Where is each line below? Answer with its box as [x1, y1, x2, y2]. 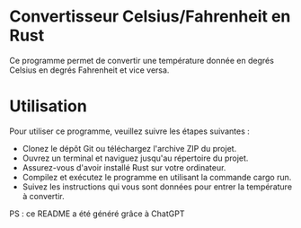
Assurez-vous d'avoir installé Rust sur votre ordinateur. [22, 162, 226, 172]
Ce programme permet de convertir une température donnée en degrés [9, 55, 274, 66]
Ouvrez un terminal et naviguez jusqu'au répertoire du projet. [22, 153, 249, 163]
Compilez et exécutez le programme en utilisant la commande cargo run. [22, 171, 292, 182]
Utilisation [9, 96, 87, 117]
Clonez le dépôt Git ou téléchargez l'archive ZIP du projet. [22, 143, 237, 153]
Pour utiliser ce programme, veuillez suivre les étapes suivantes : [9, 126, 250, 136]
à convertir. [22, 190, 65, 201]
